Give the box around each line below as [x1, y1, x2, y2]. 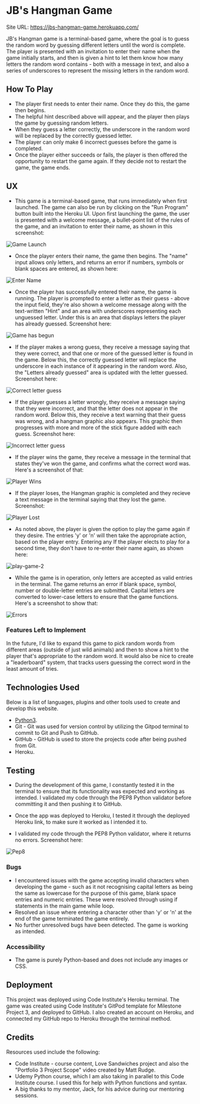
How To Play [6, 85, 54, 95]
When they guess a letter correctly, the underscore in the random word [14, 125, 190, 132]
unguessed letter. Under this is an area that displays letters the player [14, 313, 186, 321]
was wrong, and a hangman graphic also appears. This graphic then [14, 417, 183, 424]
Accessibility [6, 942, 45, 951]
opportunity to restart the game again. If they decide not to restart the [14, 157, 187, 165]
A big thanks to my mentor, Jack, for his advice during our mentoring [14, 1085, 184, 1093]
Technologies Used [6, 683, 79, 693]
